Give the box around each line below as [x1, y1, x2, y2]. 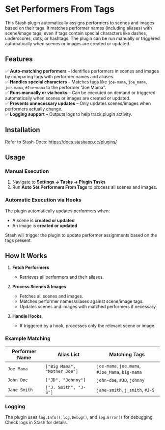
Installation [5, 126, 40, 134]
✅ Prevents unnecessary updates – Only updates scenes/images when [5, 100, 151, 106]
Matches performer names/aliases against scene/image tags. [19, 298, 144, 304]
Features [5, 55, 33, 64]
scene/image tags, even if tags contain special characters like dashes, [5, 30, 147, 36]
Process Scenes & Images [12, 284, 66, 290]
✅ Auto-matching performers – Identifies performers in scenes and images [5, 68, 159, 74]
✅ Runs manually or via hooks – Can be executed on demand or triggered [5, 90, 156, 96]
